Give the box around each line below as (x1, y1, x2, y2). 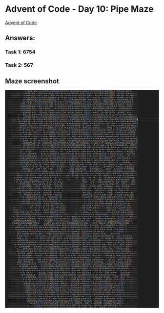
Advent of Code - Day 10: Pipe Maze (5, 3, 154, 15)
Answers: (5, 34, 35, 42)
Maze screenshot (5, 77, 60, 85)
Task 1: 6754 (5, 49, 36, 55)
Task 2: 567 (5, 62, 33, 69)
